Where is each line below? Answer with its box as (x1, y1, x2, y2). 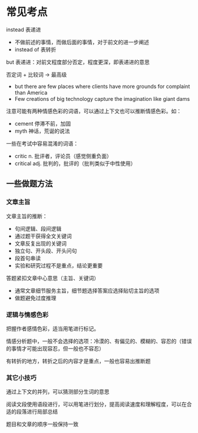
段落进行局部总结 (16, 408, 58, 415)
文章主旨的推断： (6, 212, 48, 219)
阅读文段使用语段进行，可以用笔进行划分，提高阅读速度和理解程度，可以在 (6, 401, 187, 408)
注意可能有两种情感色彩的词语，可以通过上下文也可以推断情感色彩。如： (6, 107, 181, 114)
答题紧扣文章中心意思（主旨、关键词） (6, 274, 99, 281)
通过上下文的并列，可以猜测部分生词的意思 (6, 388, 110, 395)
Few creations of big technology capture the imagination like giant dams (14, 95, 190, 102)
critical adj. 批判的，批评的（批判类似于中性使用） (14, 160, 136, 167)
